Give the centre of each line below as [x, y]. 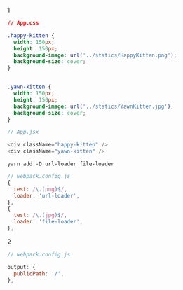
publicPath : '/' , [39, 274]
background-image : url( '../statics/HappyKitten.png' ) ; [95, 55]
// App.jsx [23, 132]
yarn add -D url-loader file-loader [61, 164]
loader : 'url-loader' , [47, 195]
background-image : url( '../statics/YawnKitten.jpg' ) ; [94, 106]
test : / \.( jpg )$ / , [41, 215]
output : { [22, 267]
